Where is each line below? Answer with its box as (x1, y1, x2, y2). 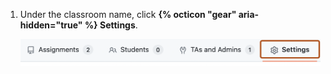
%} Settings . (84, 19, 138, 31)
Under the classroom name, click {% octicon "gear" (19, 9, 237, 20)
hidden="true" (19, 19, 83, 31)
